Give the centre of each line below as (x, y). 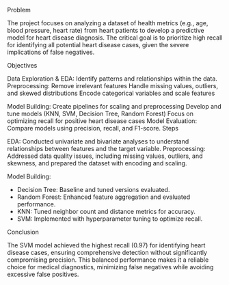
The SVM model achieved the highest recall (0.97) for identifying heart (106, 245)
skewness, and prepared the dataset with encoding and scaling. (97, 163)
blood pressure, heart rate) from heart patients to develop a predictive (106, 30)
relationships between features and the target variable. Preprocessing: (106, 149)
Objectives (22, 65)
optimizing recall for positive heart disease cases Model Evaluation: (102, 121)
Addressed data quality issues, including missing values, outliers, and (105, 156)
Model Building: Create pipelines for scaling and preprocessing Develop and (114, 106)
